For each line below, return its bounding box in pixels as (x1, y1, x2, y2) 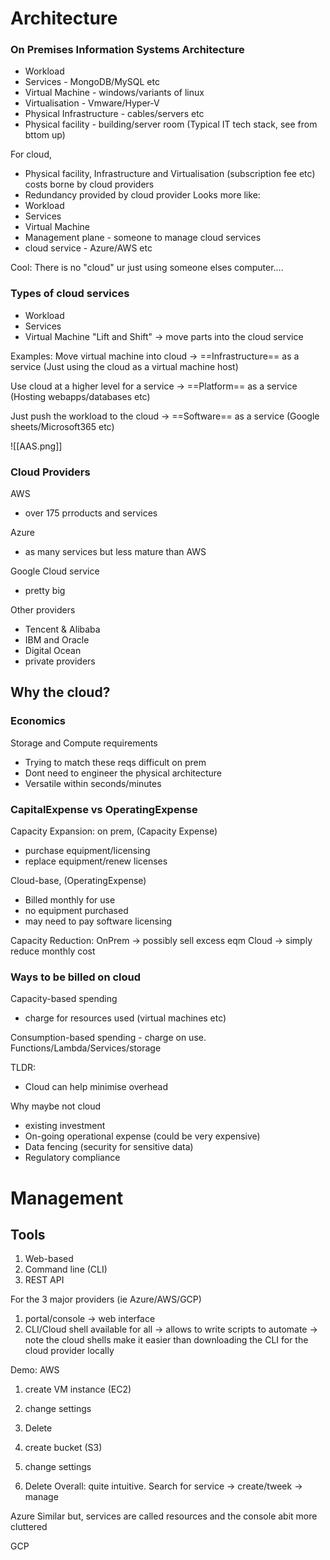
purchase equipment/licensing (24, 845, 151, 857)
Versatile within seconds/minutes (24, 777, 162, 789)
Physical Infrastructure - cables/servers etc (24, 108, 205, 120)
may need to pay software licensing (24, 915, 173, 927)
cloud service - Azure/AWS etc (24, 242, 153, 254)
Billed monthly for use (24, 894, 116, 906)
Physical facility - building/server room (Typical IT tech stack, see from (24, 118, 318, 131)
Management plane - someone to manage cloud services (24, 232, 262, 244)
